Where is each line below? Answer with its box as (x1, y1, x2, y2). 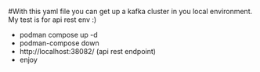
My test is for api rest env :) (8, 15, 97, 24)
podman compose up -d (19, 31, 98, 39)
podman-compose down (19, 38, 99, 48)
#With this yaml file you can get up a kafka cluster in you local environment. (8, 7, 253, 16)
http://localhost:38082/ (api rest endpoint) (19, 47, 157, 56)
